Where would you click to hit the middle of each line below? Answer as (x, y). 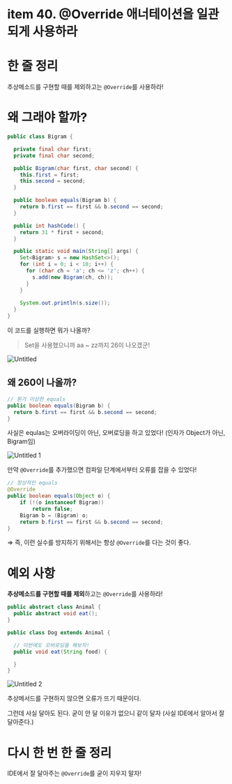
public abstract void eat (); (56, 614)
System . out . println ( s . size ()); (65, 303)
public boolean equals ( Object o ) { (59, 496)
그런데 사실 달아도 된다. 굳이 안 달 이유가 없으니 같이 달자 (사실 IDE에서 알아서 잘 (116, 713)
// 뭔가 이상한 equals (37, 399)
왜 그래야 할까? (47, 117)
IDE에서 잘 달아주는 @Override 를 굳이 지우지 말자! (74, 774)
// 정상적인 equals (32, 483)
